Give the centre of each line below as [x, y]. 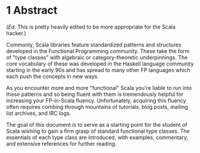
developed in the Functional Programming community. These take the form [98, 51]
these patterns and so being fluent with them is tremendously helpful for [95, 94]
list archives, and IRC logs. [39, 113]
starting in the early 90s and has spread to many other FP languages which [98, 70]
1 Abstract [32, 10]
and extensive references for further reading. [62, 143]
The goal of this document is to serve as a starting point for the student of [97, 124]
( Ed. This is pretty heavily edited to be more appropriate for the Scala [91, 27]
